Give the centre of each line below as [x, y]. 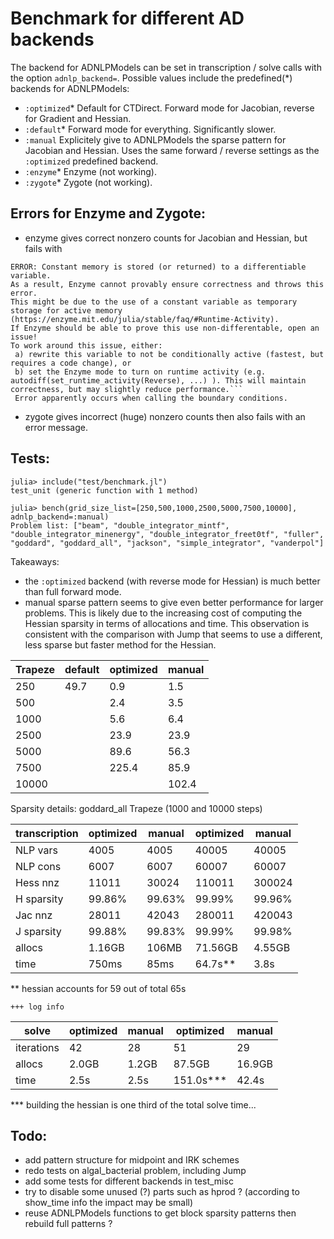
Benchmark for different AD [127, 18]
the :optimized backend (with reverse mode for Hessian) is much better [172, 581]
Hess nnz [37, 882]
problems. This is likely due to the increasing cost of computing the [163, 613]
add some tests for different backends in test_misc [129, 1181]
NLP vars [36, 850]
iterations [37, 1047]
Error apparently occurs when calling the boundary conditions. [151, 398]
